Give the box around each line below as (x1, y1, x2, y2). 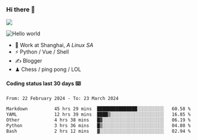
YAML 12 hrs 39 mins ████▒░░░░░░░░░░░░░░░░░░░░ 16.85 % (6, 111, 191, 118)
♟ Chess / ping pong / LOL (14, 66, 82, 73)
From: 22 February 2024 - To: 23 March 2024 (6, 95, 119, 101)
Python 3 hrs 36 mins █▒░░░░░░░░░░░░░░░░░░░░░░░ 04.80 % (6, 123, 191, 129)
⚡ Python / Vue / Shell (14, 48, 69, 55)
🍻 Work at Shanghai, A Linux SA (14, 42, 94, 49)
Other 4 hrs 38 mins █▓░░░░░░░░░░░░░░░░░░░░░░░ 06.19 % (6, 117, 191, 123)
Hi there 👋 (6, 5, 36, 14)
